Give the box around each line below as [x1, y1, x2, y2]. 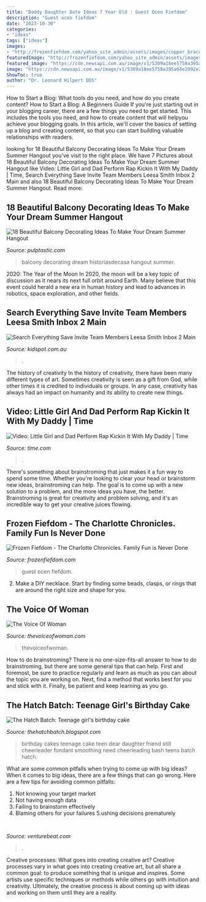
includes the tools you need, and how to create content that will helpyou [6, 114, 188, 121]
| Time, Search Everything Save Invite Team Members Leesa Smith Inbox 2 [6, 171, 195, 179]
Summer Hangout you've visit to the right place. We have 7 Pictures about [6, 152, 193, 160]
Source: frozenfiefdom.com [6, 556, 76, 563]
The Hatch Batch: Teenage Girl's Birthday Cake [6, 700, 190, 711]
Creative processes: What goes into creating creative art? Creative [6, 857, 175, 864]
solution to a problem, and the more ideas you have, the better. [6, 487, 165, 495]
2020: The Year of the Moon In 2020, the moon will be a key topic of [6, 270, 179, 277]
